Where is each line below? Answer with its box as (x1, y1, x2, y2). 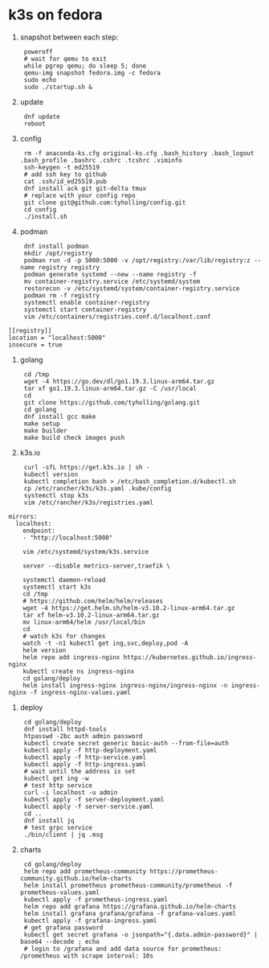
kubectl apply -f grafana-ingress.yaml (23, 917, 157, 925)
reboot (23, 119, 46, 128)
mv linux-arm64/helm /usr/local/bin (22, 617, 146, 626)
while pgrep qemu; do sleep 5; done (23, 62, 147, 70)
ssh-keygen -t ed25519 (23, 163, 100, 171)
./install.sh (23, 212, 67, 220)
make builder (23, 426, 67, 435)
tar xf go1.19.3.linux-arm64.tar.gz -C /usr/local (23, 384, 197, 392)
